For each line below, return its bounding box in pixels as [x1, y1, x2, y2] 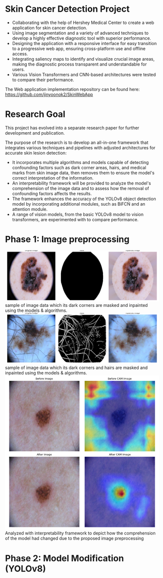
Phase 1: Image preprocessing [5, 234, 130, 245]
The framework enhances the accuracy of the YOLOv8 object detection [12, 196, 156, 202]
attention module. [12, 206, 48, 212]
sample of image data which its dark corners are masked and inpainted [5, 302, 148, 308]
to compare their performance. [12, 77, 75, 83]
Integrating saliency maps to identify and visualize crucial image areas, [12, 56, 155, 62]
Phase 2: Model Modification [5, 553, 124, 564]
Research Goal [5, 109, 66, 120]
